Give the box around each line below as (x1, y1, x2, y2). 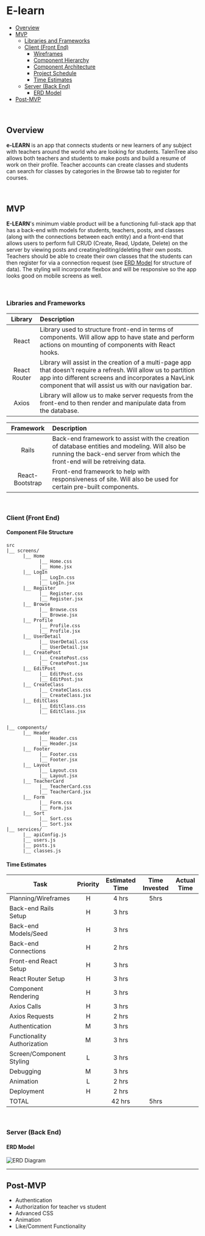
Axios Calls (9, 1002, 41, 1011)
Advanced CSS (15, 1210, 54, 1217)
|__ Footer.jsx (38, 756, 78, 763)
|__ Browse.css (38, 606, 78, 612)
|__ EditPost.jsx (38, 676, 84, 682)
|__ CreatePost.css (38, 655, 88, 661)
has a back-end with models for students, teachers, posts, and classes (6, 226, 184, 233)
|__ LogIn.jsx (38, 579, 75, 586)
